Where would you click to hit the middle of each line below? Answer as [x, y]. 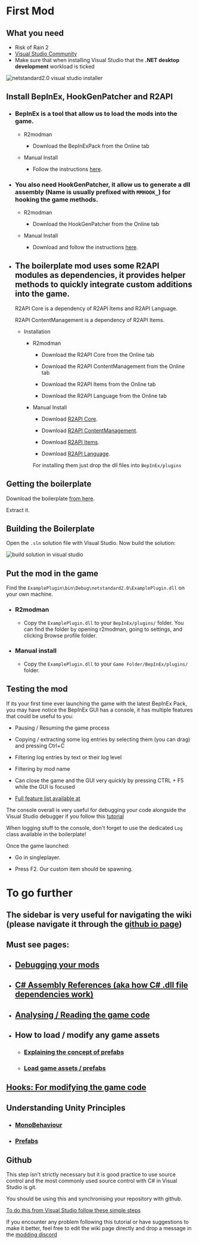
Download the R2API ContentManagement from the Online [113, 366]
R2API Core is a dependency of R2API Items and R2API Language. [96, 308]
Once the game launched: [38, 845]
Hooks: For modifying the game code [76, 1088]
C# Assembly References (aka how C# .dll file [102, 985]
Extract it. [18, 510]
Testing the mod [37, 689]
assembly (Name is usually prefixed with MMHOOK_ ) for [93, 192]
